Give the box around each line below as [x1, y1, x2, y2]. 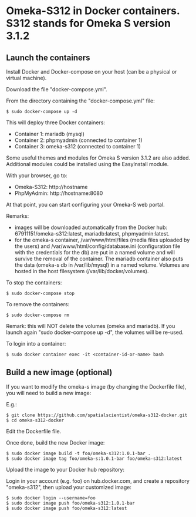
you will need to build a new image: [6, 389, 92, 396]
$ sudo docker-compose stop [6, 290, 75, 296]
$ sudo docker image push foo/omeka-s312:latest [6, 505, 127, 511]
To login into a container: [6, 340, 66, 347]
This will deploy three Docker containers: [6, 119, 106, 126]
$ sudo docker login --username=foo [6, 495, 96, 501]
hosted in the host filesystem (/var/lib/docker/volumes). [14, 268, 149, 274]
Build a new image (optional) [6, 367, 113, 377]
